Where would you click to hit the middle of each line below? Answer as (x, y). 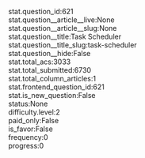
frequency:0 (29, 137)
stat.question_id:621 (41, 11)
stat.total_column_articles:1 (52, 79)
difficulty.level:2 (34, 112)
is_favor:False (31, 129)
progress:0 (26, 146)
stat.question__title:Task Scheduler (65, 36)
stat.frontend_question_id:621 (57, 87)
